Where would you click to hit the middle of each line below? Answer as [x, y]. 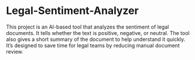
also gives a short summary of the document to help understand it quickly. [96, 39]
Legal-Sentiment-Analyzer [72, 11]
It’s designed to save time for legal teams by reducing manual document [93, 45]
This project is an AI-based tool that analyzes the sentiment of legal [88, 27]
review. [15, 51]
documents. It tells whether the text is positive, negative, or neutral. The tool [98, 33]
